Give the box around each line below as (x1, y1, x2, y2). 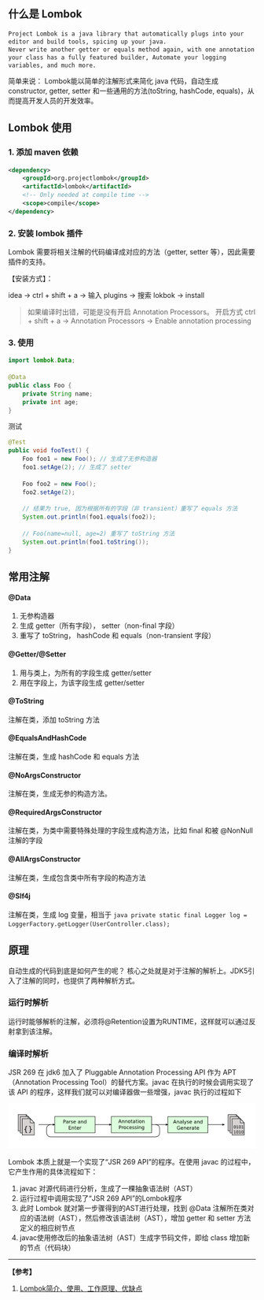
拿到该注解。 (14, 1027, 57, 1036)
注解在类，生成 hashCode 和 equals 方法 (8, 752, 140, 761)
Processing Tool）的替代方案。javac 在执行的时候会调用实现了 (52, 1078, 254, 1087)
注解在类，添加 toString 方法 (8, 715, 100, 724)
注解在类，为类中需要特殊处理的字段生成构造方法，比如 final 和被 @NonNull (8, 826, 254, 835)
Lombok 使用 (8, 121, 72, 135)
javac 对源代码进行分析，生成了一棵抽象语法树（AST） (19, 1183, 198, 1193)
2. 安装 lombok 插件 (8, 228, 83, 239)
